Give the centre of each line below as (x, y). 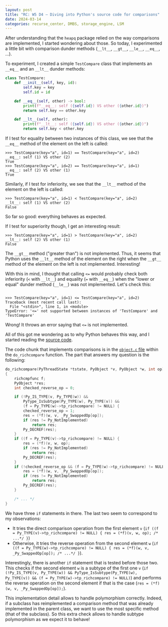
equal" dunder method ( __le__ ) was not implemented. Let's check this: (78, 284)
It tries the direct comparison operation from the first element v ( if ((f (85, 528)
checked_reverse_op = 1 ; (49, 411)
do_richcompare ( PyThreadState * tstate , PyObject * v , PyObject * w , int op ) (85, 369)
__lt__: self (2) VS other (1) (38, 240)
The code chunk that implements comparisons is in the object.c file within (82, 349)
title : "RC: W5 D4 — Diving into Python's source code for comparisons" (82, 15)
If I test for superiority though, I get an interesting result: (63, 226)
